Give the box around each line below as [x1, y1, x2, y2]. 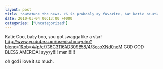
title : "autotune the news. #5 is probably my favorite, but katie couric [5, 12, 160, 16]
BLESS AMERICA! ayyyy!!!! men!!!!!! [5, 49, 75, 55]
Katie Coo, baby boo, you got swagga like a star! [5, 34, 102, 40]
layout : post [5, 7, 32, 12]
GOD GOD [123, 44, 144, 50]
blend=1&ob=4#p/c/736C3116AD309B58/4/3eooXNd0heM [5, 44, 123, 50]
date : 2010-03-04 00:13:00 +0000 [5, 16, 73, 21]
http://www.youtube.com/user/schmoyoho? [5, 39, 92, 45]
